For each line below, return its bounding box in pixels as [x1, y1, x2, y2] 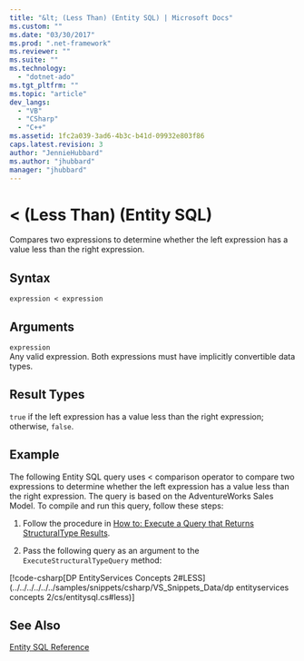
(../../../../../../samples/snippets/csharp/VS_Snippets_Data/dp [9, 582, 234, 593]
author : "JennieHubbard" [9, 148, 103, 157]
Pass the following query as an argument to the [22, 545, 200, 556]
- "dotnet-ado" [17, 73, 75, 82]
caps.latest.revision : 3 [9, 140, 103, 149]
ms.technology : [9, 64, 67, 74]
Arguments [9, 319, 75, 334]
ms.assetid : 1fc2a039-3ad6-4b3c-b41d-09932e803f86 [9, 132, 205, 141]
